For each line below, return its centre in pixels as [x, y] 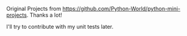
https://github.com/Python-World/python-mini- [122, 9]
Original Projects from [34, 9]
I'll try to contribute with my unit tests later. [60, 27]
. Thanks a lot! [44, 15]
